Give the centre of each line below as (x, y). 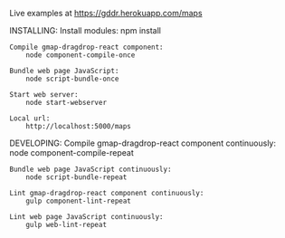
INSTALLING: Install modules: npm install (85, 30)
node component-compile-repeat (71, 152)
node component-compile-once (81, 55)
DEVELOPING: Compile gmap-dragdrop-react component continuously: (143, 143)
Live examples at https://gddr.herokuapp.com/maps (106, 13)
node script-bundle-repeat (76, 177)
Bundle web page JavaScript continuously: (90, 169)
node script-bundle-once (72, 79)
